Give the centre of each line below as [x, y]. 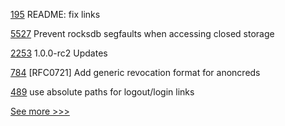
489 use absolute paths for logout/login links [102, 92]
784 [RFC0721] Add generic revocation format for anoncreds [135, 72]
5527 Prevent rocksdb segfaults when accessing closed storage [142, 33]
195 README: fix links [55, 14]
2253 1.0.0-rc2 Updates [59, 53]
